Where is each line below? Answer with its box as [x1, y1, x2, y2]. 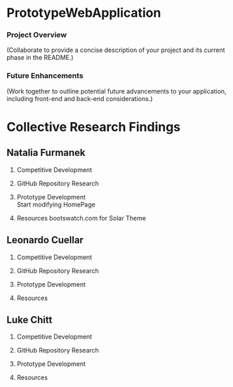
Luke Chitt [6, 314, 53, 326]
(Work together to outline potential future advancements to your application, [6, 86, 227, 96]
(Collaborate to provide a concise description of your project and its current [6, 46, 225, 54]
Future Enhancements [6, 71, 84, 81]
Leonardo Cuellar [6, 234, 84, 247]
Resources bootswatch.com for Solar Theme [16, 214, 147, 222]
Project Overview [6, 30, 67, 40]
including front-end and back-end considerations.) [6, 94, 153, 103]
